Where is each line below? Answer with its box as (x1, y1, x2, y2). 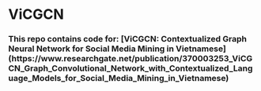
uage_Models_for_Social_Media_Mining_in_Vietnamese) (8, 73, 229, 84)
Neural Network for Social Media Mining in (8, 43, 174, 54)
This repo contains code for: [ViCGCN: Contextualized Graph (8, 34, 248, 45)
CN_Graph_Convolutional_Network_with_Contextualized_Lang (8, 63, 253, 74)
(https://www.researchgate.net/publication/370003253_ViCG (8, 53, 253, 64)
